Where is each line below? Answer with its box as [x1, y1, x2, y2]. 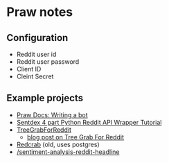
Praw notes [6, 4, 73, 20]
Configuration [6, 32, 69, 44]
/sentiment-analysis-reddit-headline [16, 147, 120, 156]
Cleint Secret [16, 72, 54, 80]
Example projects [6, 92, 84, 104]
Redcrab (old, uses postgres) [16, 140, 100, 148]
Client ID [16, 65, 42, 73]
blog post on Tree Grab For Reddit [26, 132, 124, 141]
